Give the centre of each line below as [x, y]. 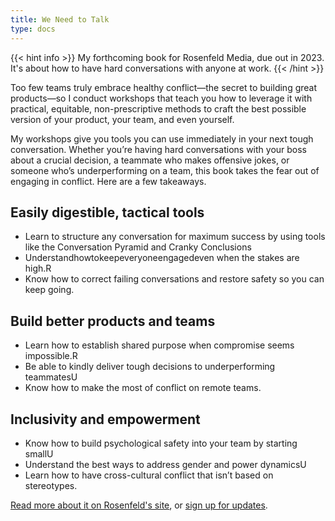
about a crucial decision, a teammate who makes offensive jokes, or [150, 160]
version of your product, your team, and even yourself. [122, 119]
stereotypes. [51, 485]
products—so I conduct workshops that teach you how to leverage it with [161, 98]
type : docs [33, 29]
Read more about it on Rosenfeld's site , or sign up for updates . [139, 505]
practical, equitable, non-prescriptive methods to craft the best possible [158, 108]
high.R [38, 268]
